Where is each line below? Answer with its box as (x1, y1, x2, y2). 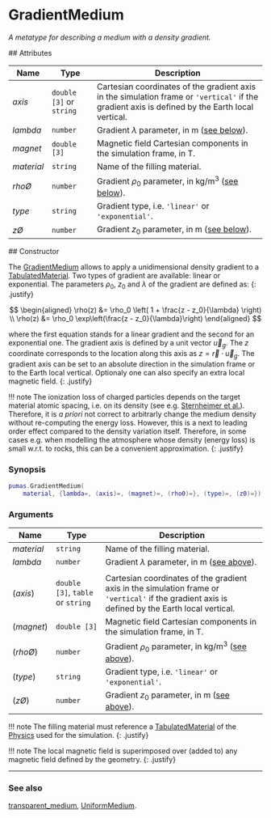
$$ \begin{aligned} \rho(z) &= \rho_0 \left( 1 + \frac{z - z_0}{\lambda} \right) (9, 305, 262, 315)
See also (8, 782, 43, 794)
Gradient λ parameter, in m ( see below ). (96, 124, 248, 135)
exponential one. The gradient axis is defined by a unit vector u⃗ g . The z (8, 338, 249, 350)
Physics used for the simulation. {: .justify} (8, 731, 149, 740)
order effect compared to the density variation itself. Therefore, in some (8, 426, 247, 436)
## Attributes (8, 48, 52, 57)
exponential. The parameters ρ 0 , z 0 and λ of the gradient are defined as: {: (8, 279, 256, 290)
